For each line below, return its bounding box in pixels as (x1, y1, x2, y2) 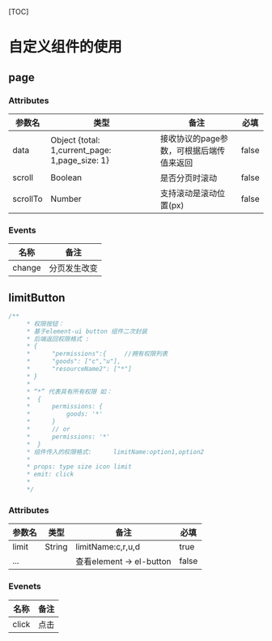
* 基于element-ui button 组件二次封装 (26, 327, 148, 335)
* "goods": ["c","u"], (26, 357, 121, 365)
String (45, 541, 68, 553)
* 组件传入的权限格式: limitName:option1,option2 (26, 447, 205, 456)
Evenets (8, 581, 42, 592)
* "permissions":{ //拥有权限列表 (26, 350, 168, 358)
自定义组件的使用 (8, 38, 123, 56)
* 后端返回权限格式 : (26, 335, 90, 343)
